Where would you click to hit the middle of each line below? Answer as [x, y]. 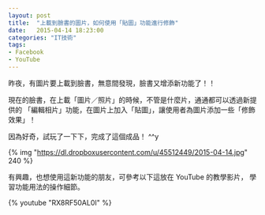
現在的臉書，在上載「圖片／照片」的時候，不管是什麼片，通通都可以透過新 [129, 100]
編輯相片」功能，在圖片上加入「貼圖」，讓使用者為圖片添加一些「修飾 [143, 109]
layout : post [30, 15]
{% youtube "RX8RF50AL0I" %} [60, 202]
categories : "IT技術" [43, 38]
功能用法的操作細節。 [49, 187]
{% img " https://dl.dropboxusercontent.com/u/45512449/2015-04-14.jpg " [128, 152]
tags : [17, 45]
